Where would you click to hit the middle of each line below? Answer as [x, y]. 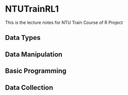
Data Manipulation [34, 54]
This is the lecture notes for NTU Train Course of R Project [64, 22]
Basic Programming [36, 71]
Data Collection [29, 87]
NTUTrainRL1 [32, 9]
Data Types [23, 38]
